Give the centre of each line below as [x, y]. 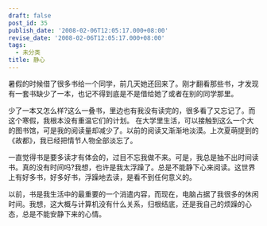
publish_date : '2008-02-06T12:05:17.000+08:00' [89, 30]
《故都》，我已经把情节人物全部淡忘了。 [73, 140]
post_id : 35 [28, 23]
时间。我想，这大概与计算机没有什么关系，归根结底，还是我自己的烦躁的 [126, 204]
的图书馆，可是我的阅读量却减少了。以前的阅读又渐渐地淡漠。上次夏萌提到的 [133, 130]
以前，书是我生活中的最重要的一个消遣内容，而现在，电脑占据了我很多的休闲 [133, 194]
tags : [17, 45]
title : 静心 [27, 60]
